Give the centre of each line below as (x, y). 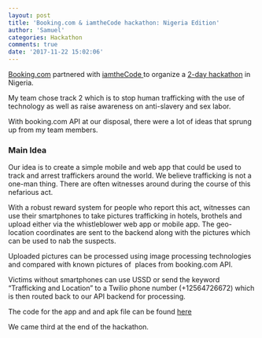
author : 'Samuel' (37, 30)
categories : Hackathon (45, 37)
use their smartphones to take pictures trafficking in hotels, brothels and (125, 216)
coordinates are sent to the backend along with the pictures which (143, 233)
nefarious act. (31, 193)
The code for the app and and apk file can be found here (100, 312)
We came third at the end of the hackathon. (79, 327)
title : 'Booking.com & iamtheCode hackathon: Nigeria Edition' (114, 23)
